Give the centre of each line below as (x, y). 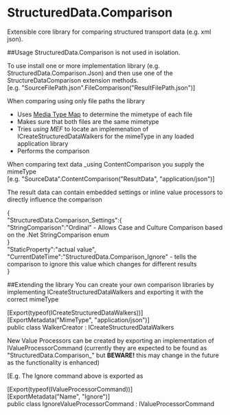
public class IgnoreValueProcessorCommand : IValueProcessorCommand (111, 403)
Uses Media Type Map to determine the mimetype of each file (105, 114)
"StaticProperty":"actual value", (51, 249)
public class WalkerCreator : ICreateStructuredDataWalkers (91, 327)
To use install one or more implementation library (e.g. (83, 65)
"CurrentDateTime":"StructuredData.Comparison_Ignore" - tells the (102, 257)
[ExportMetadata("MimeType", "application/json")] (78, 320)
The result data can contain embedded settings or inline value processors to (115, 192)
